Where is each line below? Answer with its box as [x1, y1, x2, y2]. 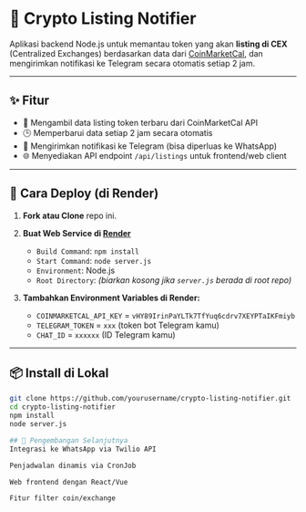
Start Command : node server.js [36, 255, 152, 266]
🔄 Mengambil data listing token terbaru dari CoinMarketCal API [22, 117, 258, 128]
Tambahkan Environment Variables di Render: [22, 292, 200, 303]
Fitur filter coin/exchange [9, 494, 117, 503]
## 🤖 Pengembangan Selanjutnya [9, 435, 128, 445]
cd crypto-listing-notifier [9, 402, 117, 412]
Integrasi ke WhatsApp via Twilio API [9, 444, 157, 454]
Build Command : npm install [36, 246, 139, 256]
